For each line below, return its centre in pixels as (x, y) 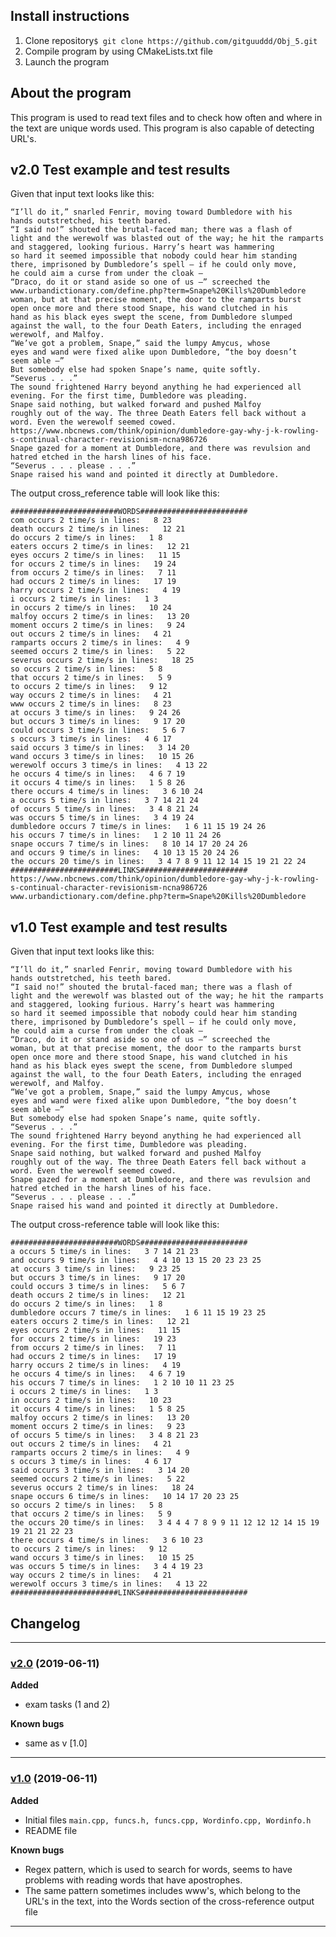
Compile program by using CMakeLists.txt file (118, 51)
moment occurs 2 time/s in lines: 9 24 (98, 625)
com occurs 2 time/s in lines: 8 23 (91, 520)
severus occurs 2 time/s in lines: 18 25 (102, 660)
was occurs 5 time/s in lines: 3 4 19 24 (102, 818)
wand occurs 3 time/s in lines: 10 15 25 (102, 1558)
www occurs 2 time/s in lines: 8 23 (91, 704)
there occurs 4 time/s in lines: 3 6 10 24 (106, 792)
